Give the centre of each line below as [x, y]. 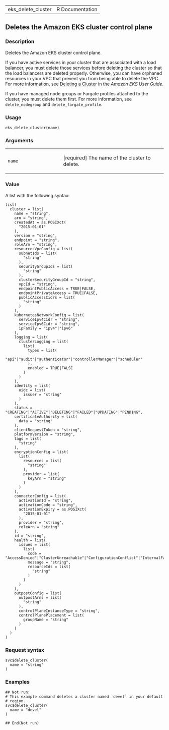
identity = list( [32, 385]
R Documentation [77, 9]
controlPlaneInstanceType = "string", [59, 611]
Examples [18, 682]
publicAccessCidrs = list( [47, 297]
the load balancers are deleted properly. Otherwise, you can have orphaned [84, 73]
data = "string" [35, 421]
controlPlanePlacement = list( [51, 615]
